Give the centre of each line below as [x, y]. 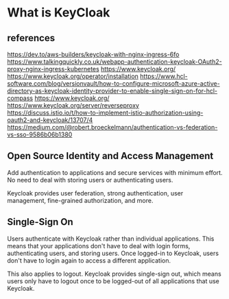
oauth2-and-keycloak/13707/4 [50, 120]
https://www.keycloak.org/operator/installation [73, 76]
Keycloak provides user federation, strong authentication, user [95, 193]
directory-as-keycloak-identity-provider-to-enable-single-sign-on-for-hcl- [112, 91]
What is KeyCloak [59, 13]
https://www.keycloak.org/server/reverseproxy [73, 105]
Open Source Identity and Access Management [110, 156]
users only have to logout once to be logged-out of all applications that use [113, 281]
